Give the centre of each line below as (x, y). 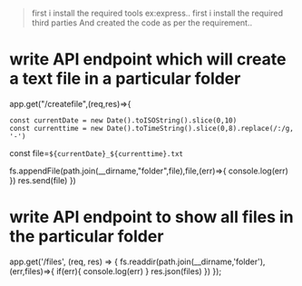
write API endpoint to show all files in (151, 217)
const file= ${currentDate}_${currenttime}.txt (97, 153)
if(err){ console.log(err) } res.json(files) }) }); (139, 271)
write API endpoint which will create (148, 59)
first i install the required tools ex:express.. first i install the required (157, 13)
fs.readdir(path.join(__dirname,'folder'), (192, 261)
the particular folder (87, 237)
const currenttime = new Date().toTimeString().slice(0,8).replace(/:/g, (152, 128)
